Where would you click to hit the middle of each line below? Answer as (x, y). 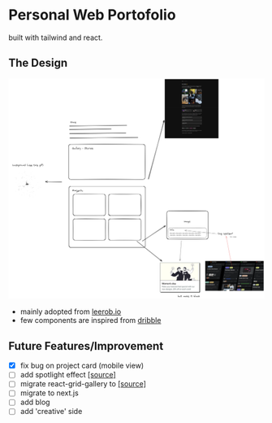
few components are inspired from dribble (91, 321)
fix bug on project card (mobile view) (82, 366)
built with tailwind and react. (56, 37)
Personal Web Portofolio (92, 15)
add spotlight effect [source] (68, 375)
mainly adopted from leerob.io (71, 312)
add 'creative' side (51, 412)
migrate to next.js (49, 393)
